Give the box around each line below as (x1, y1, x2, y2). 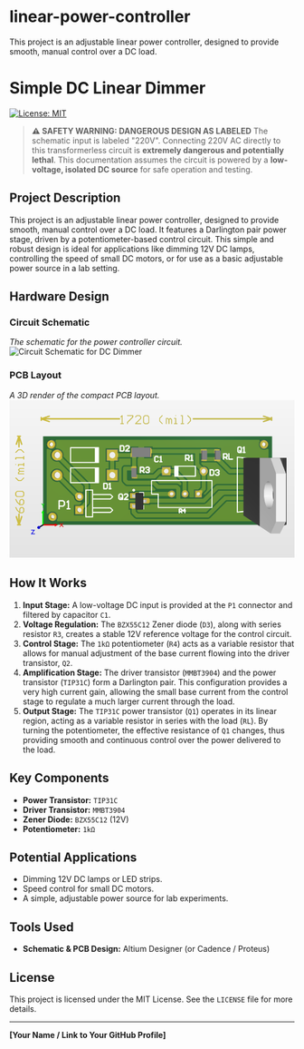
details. (9, 1004, 37, 1015)
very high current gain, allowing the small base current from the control (22, 686, 289, 697)
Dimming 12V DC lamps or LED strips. (22, 874, 163, 885)
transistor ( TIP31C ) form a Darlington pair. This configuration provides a (22, 676, 288, 687)
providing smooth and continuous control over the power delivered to (22, 734, 281, 745)
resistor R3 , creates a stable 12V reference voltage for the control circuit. (22, 628, 292, 639)
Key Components (9, 770, 109, 786)
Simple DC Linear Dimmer (9, 78, 206, 99)
